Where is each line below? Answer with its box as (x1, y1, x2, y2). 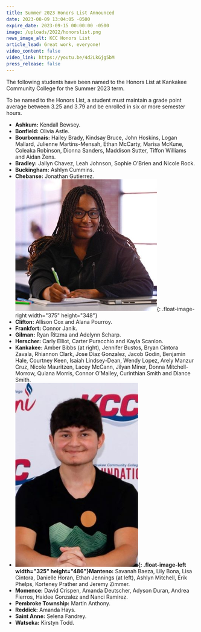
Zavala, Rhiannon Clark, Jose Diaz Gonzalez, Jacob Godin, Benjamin (14, 350, 186, 357)
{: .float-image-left (138, 561, 187, 568)
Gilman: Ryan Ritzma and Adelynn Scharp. (14, 331, 121, 338)
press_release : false (6, 61, 61, 67)
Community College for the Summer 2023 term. (6, 85, 125, 92)
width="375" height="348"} (28, 312, 98, 319)
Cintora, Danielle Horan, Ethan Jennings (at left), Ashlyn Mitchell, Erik (14, 574, 187, 581)
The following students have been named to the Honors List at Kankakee (6, 78, 187, 85)
